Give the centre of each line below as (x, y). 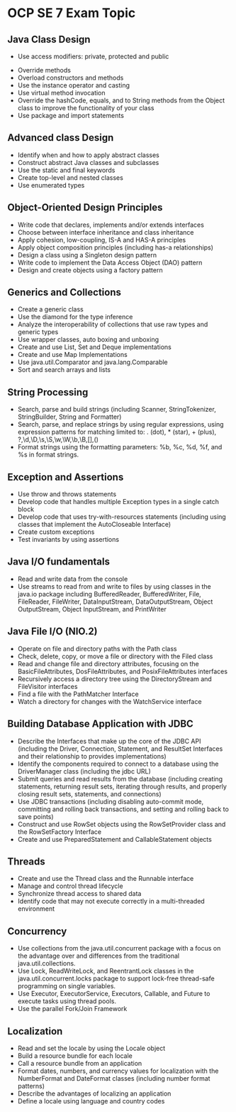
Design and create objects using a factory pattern (90, 270)
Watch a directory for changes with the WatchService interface (109, 701)
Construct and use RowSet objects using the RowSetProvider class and (122, 824)
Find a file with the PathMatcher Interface (78, 694)
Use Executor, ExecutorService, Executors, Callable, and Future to (114, 994)
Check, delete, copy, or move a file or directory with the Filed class (115, 656)
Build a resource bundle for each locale (75, 1055)
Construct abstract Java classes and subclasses (88, 162)
